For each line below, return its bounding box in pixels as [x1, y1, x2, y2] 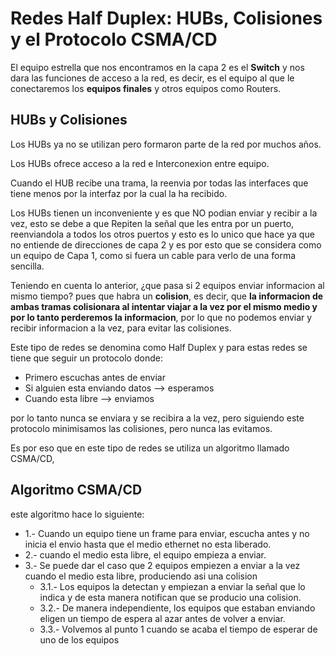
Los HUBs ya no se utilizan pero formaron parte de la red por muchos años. [10, 138, 322, 150]
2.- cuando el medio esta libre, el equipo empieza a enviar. [24, 548, 267, 561]
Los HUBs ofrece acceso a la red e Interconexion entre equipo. [10, 157, 270, 169]
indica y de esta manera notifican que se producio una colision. [39, 591, 302, 603]
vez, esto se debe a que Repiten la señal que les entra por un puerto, [10, 217, 295, 229]
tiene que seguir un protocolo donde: [10, 352, 163, 364]
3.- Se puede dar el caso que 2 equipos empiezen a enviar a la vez [24, 559, 301, 571]
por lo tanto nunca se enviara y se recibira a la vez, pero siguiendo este [10, 412, 305, 424]
